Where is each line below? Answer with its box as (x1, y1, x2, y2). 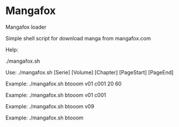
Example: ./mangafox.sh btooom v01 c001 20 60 (5, 80, 122, 87)
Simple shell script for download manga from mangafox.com (5, 35, 152, 42)
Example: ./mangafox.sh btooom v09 (5, 102, 95, 109)
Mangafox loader (5, 23, 47, 30)
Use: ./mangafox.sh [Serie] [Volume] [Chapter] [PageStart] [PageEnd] (5, 68, 174, 75)
